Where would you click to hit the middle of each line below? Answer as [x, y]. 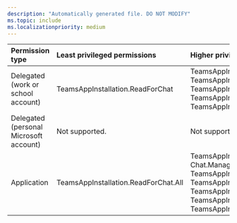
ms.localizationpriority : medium [56, 27]
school [22, 94]
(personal [27, 127]
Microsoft [27, 136]
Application [30, 183]
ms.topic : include [34, 20]
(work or [25, 85]
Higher [202, 55]
